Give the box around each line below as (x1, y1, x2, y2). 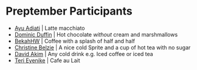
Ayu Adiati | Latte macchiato (14, 24, 85, 32)
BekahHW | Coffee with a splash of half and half (14, 37, 135, 44)
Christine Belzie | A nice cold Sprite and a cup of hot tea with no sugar (14, 44, 191, 51)
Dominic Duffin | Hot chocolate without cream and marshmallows (14, 30, 178, 38)
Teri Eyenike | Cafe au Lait (14, 57, 80, 64)
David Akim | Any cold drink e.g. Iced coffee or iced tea (14, 50, 153, 57)
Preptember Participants (5, 4, 133, 18)
